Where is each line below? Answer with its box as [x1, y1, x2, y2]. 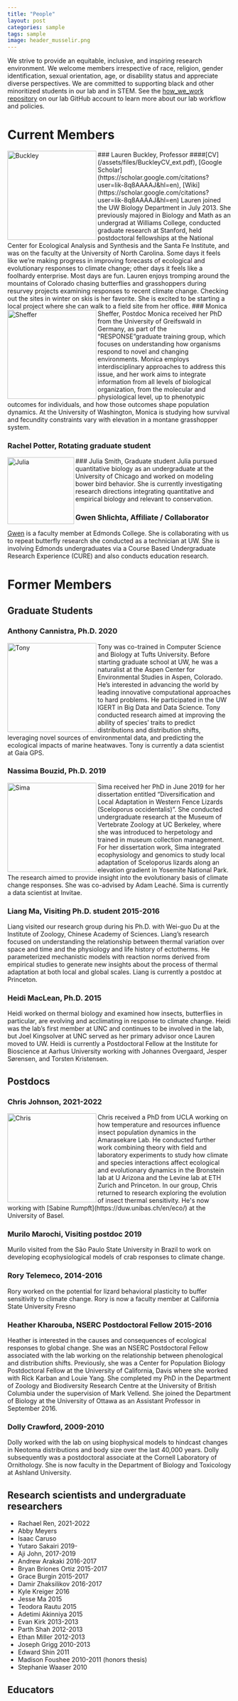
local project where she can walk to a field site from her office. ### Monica [7, 302, 227, 311]
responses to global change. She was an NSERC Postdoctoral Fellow [7, 1344, 208, 1352]
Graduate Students [7, 605, 94, 617]
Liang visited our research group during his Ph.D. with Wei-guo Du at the [7, 922, 220, 931]
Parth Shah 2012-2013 [17, 1625, 83, 1634]
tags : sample [7, 30, 46, 38]
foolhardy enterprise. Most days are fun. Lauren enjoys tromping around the [7, 272, 230, 280]
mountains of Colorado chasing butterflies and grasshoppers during [7, 279, 207, 288]
